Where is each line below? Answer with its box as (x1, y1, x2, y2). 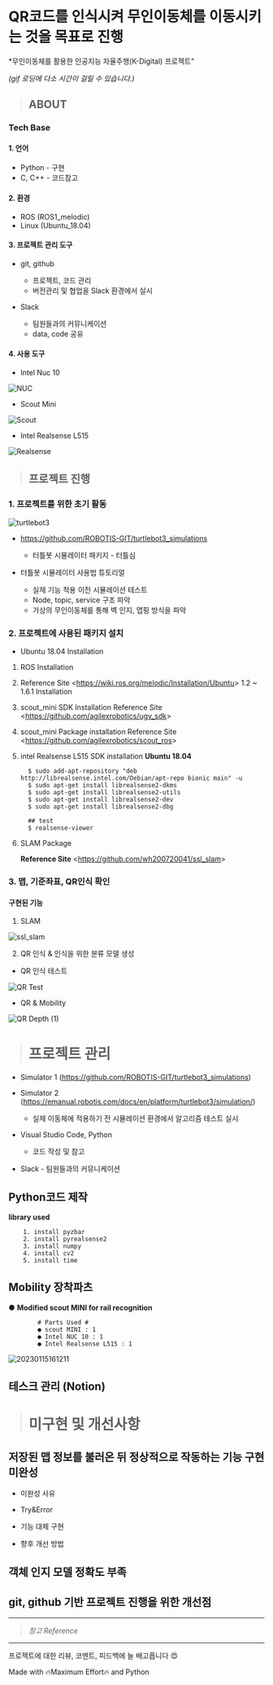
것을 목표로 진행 (24, 28, 123, 46)
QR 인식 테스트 (19, 966, 67, 976)
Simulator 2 (19, 1088, 59, 1098)
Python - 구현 (19, 163, 65, 173)
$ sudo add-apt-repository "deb (28, 767, 137, 776)
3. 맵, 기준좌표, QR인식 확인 (8, 876, 110, 887)
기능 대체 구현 (19, 1521, 64, 1531)
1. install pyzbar (23, 1228, 85, 1236)
